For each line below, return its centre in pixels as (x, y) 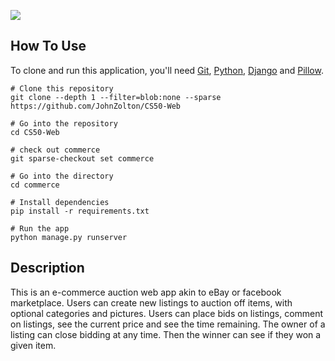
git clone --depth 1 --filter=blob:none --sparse (116, 97)
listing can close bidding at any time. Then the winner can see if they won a (166, 334)
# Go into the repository (64, 123)
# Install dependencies (60, 202)
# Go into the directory (62, 176)
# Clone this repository (62, 88)
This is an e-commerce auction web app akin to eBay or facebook (146, 292)
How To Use (48, 46)
